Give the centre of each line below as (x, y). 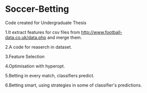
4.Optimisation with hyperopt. (35, 66)
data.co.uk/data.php (26, 37)
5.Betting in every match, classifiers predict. (50, 75)
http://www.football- (102, 32)
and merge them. (65, 37)
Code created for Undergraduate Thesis (46, 23)
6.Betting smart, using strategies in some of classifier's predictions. (73, 85)
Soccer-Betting (37, 9)
